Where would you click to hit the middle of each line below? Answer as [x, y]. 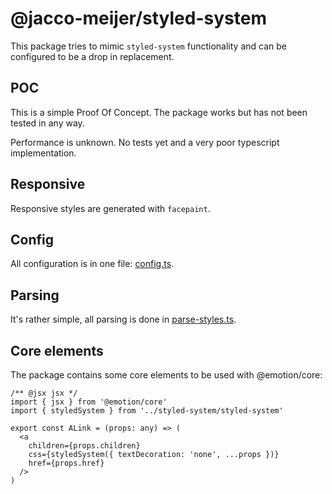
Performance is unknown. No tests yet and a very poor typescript [145, 142]
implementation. [43, 153]
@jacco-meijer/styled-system [138, 18]
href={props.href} [66, 463]
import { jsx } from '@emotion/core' [89, 402]
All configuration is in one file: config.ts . [92, 264]
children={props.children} [84, 446]
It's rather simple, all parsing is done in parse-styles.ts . [123, 319]
